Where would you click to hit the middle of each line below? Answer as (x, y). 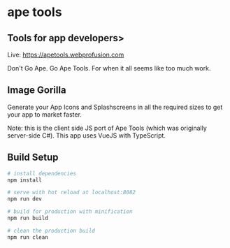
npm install (24, 180)
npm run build (28, 218)
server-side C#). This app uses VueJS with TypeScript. (87, 135)
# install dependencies (42, 173)
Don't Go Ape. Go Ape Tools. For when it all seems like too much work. (109, 68)
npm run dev (24, 199)
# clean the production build (51, 231)
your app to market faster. (45, 114)
